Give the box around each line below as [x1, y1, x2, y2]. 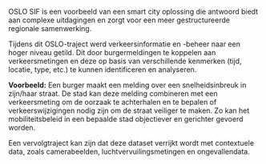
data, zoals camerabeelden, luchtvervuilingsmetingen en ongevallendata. [8, 147, 250, 156]
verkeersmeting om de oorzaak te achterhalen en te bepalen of [8, 98, 217, 106]
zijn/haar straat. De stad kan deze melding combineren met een [8, 89, 218, 98]
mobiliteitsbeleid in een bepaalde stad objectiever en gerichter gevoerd [8, 114, 244, 123]
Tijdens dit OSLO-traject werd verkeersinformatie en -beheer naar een [8, 39, 240, 49]
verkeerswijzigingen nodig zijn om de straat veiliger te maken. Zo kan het [8, 106, 250, 115]
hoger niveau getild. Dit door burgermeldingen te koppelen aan [8, 48, 216, 57]
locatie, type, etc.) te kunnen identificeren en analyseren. [8, 65, 197, 74]
